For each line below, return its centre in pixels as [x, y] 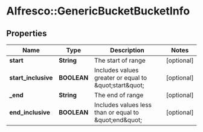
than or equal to [117, 112]
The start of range [120, 60]
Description [127, 50]
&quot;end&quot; [118, 120]
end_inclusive [30, 112]
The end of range [119, 95]
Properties [27, 33]
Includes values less [123, 105]
